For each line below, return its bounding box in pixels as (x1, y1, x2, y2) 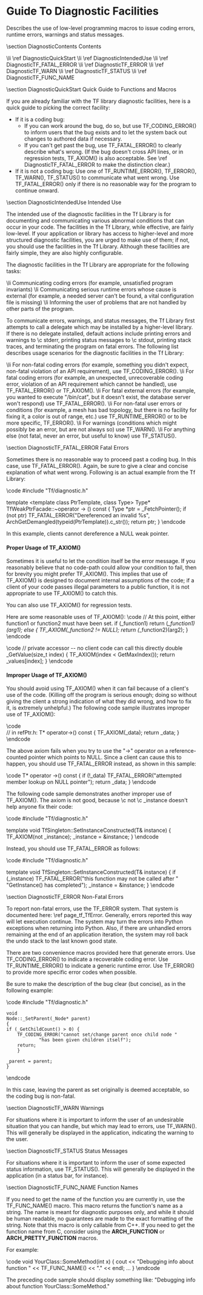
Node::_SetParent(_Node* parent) (6, 1016, 91, 1022)
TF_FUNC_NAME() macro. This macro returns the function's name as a (6, 1202, 183, 1209)
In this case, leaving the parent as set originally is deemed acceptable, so (6, 1086, 190, 1094)
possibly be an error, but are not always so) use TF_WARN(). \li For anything (6, 425, 196, 433)
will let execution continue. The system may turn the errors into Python (6, 918, 183, 926)
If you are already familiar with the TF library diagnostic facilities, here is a (6, 97, 191, 105)
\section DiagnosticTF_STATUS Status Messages (6, 1147, 128, 1154)
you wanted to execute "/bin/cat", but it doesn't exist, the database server (6, 393, 191, 400)
